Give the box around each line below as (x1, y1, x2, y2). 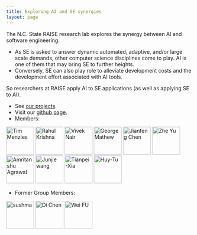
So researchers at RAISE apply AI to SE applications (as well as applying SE (6, 84, 190, 92)
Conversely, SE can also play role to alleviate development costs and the (14, 67, 192, 74)
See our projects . (14, 102, 57, 109)
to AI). (6, 91, 21, 98)
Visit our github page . (14, 109, 68, 116)
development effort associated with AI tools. (14, 73, 123, 80)
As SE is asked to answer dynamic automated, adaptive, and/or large (14, 48, 183, 55)
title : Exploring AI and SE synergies (6, 8, 102, 15)
